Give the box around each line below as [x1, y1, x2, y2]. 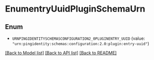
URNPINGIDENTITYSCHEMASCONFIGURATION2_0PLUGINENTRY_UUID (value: [12, 35, 145, 41]
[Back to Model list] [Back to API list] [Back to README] [5, 50, 117, 56]
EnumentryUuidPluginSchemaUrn [5, 3, 145, 15]
